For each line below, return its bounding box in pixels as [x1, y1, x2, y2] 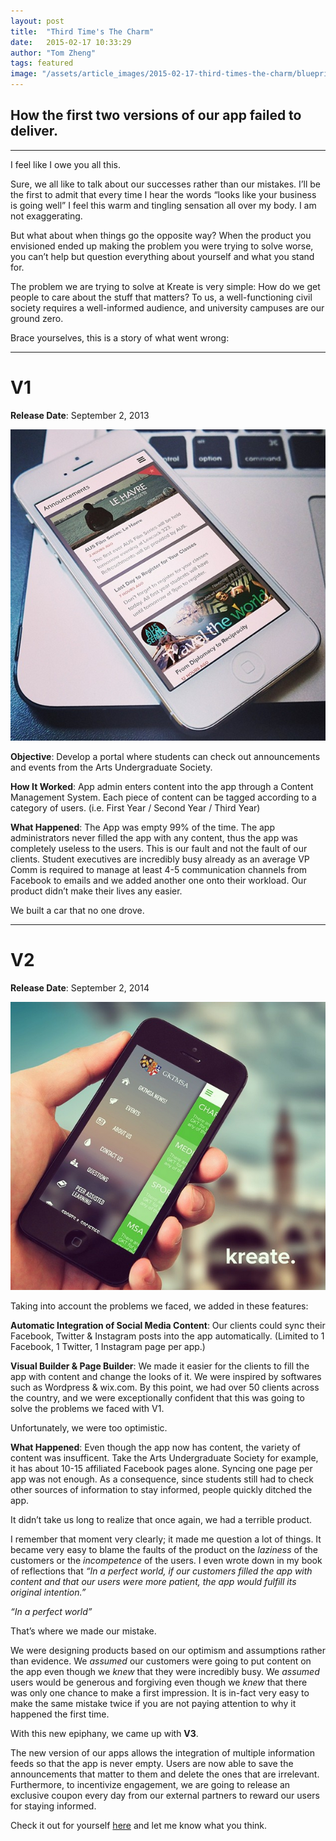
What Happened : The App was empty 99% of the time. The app [10, 821, 276, 833]
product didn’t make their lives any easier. [10, 885, 183, 897]
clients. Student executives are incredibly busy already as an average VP [10, 853, 310, 865]
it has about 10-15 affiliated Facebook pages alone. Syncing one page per [10, 1463, 313, 1475]
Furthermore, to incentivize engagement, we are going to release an [10, 1779, 291, 1791]
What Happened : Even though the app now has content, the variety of [10, 1441, 302, 1454]
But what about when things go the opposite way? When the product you [10, 229, 312, 241]
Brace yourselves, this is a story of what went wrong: [10, 331, 230, 344]
